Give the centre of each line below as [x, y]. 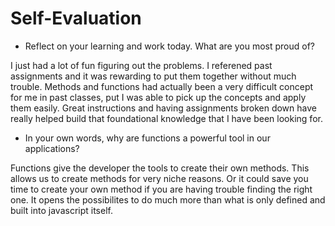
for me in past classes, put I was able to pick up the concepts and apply [158, 97]
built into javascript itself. [61, 210]
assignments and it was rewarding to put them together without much [153, 76]
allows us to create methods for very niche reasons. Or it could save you [159, 178]
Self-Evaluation [76, 18]
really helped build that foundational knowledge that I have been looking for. [166, 118]
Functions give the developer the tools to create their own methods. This [160, 168]
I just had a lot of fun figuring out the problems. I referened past [141, 65]
